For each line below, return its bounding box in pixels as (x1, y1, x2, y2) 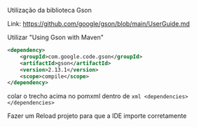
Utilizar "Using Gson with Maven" (7, 33, 104, 41)
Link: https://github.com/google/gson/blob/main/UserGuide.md (7, 20, 191, 27)
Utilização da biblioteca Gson (7, 6, 93, 14)
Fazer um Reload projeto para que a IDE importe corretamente (7, 112, 187, 120)
